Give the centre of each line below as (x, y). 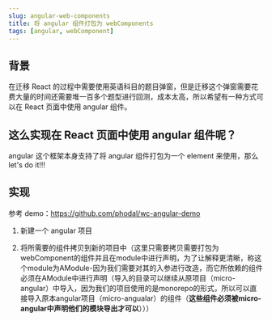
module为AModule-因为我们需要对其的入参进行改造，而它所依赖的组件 (145, 268)
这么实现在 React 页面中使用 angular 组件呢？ (123, 135)
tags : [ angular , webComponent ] (61, 31)
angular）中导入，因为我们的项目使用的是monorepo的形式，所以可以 (135, 288)
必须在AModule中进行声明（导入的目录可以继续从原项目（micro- (128, 278)
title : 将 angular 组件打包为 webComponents (81, 23)
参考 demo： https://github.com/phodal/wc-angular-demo (104, 213)
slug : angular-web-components (59, 16)
